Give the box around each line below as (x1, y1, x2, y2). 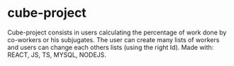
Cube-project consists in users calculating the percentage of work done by (7, 28, 227, 37)
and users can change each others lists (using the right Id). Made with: (7, 43, 214, 51)
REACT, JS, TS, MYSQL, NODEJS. (7, 51, 106, 59)
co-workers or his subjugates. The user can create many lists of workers (7, 35, 220, 44)
